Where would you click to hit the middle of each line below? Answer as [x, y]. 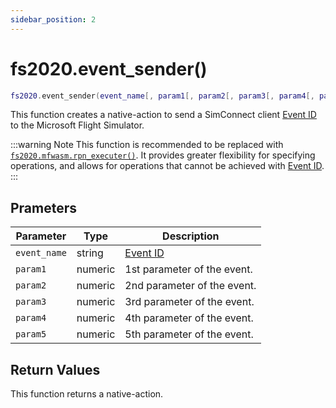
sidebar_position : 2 [53, 19]
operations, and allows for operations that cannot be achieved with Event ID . [167, 166]
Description [191, 236]
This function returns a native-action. [87, 394]
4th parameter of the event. [189, 318]
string [90, 253]
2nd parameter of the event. [190, 286]
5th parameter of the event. [189, 334]
